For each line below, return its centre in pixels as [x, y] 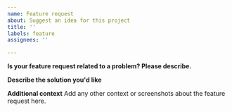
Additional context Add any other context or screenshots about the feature [116, 94]
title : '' [22, 27]
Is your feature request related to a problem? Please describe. [99, 66]
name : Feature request [40, 14]
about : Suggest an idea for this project [69, 20]
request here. [27, 101]
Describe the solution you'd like [54, 80]
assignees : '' [28, 40]
